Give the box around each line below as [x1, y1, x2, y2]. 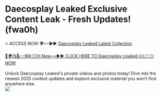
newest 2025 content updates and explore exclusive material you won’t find [5, 76, 157, 81]
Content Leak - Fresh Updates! [5, 14, 131, 25]
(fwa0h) [5, 24, 39, 35]
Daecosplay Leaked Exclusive [5, 3, 128, 15]
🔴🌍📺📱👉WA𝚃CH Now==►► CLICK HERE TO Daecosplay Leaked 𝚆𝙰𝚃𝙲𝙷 [5, 53, 154, 59]
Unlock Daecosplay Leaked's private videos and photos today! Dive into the [5, 70, 157, 76]
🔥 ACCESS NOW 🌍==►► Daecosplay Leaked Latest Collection [5, 40, 132, 46]
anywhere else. [5, 80, 35, 86]
